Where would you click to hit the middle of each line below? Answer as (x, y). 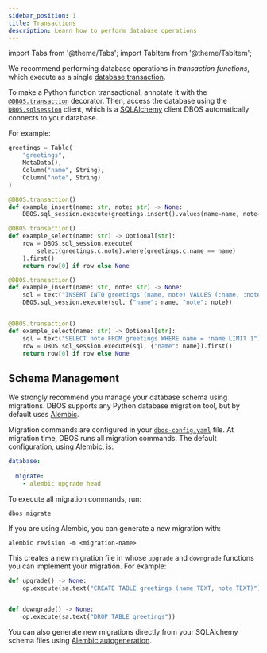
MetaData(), (42, 163)
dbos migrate (30, 513)
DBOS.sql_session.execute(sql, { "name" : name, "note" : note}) (128, 303)
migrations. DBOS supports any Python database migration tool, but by (124, 406)
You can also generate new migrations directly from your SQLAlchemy (123, 632)
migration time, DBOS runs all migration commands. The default (112, 439)
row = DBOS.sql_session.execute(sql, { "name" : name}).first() (128, 346)
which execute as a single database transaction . (87, 77)
